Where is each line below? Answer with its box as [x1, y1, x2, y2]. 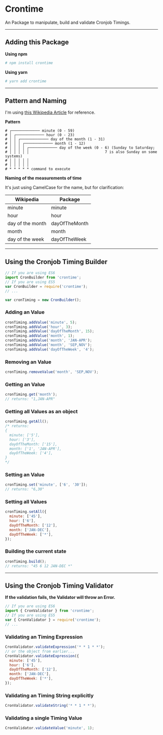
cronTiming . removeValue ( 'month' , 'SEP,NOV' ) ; [5, 369, 98, 375]
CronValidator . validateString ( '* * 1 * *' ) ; [5, 703, 97, 708]
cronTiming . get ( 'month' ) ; [5, 392, 57, 397]
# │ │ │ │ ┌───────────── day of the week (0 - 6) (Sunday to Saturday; [5, 145, 155, 150]
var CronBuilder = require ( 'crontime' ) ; [5, 284, 88, 289]
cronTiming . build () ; [5, 559, 47, 564]
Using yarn [5, 69, 28, 75]
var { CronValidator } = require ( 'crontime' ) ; [5, 617, 101, 623]
